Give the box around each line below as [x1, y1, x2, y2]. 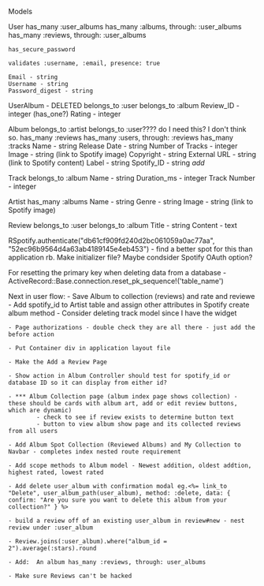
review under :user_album [8, 524, 93, 532]
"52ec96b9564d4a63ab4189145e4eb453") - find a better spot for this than [8, 244, 254, 253]
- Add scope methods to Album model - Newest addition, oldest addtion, [8, 461, 252, 469]
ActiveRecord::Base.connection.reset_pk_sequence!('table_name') [8, 276, 225, 286]
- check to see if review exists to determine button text [36, 413, 235, 421]
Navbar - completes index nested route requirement [8, 448, 181, 456]
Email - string [8, 73, 58, 81]
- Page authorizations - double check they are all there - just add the [8, 323, 256, 331]
